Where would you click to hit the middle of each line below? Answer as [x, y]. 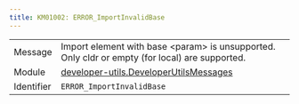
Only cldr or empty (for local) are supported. [154, 57]
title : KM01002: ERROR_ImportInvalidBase [87, 17]
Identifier [32, 86]
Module [30, 72]
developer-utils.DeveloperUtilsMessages [147, 72]
